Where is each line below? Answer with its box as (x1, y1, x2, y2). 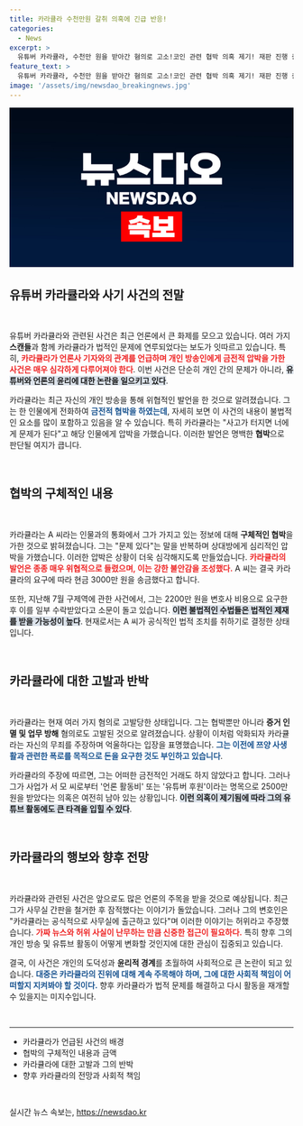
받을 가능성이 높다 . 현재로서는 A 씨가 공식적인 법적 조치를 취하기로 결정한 (18, 616, 273, 627)
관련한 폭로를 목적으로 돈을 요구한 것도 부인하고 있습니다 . (25, 750, 224, 761)
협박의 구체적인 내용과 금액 (22, 1047, 117, 1058)
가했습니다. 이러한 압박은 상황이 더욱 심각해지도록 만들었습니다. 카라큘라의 (25, 551, 287, 563)
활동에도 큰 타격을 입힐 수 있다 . (25, 803, 133, 814)
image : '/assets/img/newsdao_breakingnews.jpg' (9, 81, 192, 90)
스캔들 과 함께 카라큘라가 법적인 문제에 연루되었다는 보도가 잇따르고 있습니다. (9, 342, 277, 352)
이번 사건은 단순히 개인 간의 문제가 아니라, (137, 364, 284, 375)
